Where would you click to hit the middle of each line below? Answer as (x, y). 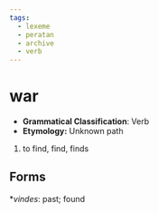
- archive (36, 43)
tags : (19, 18)
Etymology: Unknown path (73, 131)
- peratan (36, 34)
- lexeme (34, 26)
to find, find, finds (56, 149)
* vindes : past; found (47, 198)
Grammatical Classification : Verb (86, 121)
